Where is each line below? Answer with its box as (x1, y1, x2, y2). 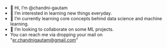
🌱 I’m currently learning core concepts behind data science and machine (10, 16, 162, 21)
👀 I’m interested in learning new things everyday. (10, 10, 112, 16)
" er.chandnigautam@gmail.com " (10, 37, 79, 43)
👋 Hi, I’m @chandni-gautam (10, 5, 68, 11)
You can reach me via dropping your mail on (10, 32, 103, 37)
